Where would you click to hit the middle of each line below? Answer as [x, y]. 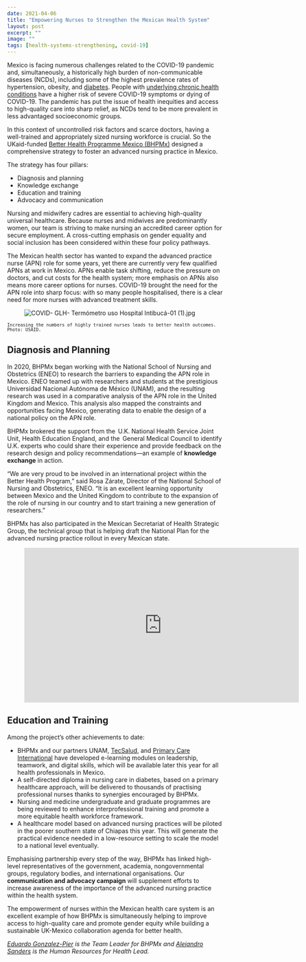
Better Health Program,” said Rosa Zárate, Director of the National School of [114, 481]
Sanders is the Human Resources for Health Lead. [78, 951]
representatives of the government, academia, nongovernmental [113, 866]
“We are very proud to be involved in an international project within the [107, 473]
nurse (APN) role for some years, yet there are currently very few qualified [112, 263]
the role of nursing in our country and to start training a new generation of [111, 503]
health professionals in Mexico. [61, 772]
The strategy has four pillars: [48, 165]
